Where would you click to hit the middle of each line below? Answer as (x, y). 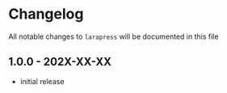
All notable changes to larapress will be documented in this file (113, 36)
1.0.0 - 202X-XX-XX (60, 62)
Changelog (46, 14)
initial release (42, 81)
